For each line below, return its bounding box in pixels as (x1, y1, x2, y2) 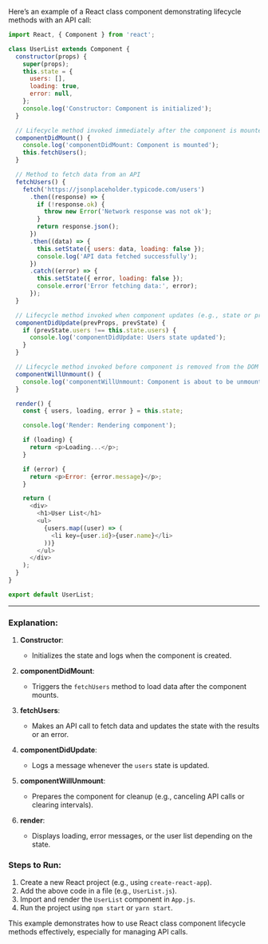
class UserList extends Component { (8, 45, 130, 53)
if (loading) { (22, 436, 73, 444)
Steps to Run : (8, 859, 61, 870)
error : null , (29, 90, 73, 98)
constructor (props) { (15, 52, 88, 61)
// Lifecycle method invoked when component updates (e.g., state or (15, 311, 251, 319)
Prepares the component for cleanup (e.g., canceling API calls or (31, 791, 245, 802)
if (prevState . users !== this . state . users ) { (22, 326, 177, 334)
